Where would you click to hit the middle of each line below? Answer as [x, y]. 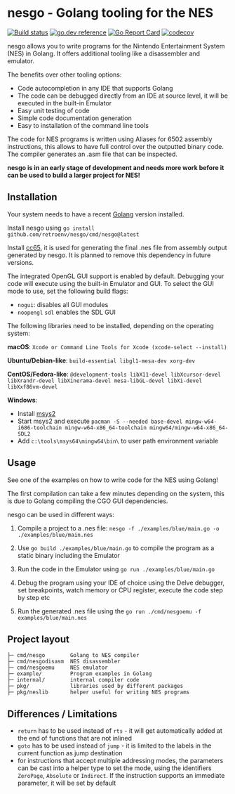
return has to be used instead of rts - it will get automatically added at [120, 731]
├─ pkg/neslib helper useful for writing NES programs [99, 692]
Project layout [39, 639]
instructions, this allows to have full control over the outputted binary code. [116, 146]
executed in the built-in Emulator [65, 103]
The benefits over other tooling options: [65, 74]
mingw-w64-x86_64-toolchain [106, 428]
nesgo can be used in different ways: [61, 514]
